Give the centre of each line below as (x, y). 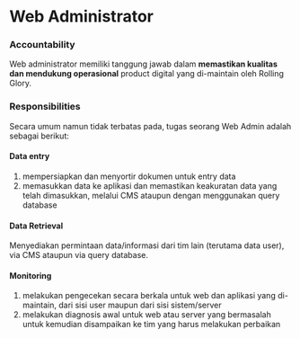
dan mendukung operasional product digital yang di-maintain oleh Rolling (147, 74)
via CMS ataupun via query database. (79, 255)
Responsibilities (45, 107)
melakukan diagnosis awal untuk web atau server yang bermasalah (146, 315)
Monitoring (31, 275)
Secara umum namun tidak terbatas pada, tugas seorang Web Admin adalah (150, 126)
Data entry (30, 156)
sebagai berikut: (40, 136)
